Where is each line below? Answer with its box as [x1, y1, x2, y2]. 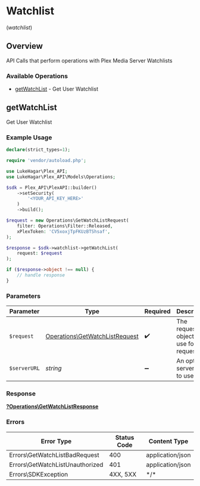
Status [115, 433, 135, 441]
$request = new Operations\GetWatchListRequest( [6, 217, 129, 224]
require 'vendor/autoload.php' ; [6, 158, 86, 164]
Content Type [148, 437, 189, 445]
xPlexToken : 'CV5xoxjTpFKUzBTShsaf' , [17, 228, 111, 235]
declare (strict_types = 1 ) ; [6, 147, 70, 153]
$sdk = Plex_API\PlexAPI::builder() [6, 185, 97, 191]
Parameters [6, 292, 40, 300]
